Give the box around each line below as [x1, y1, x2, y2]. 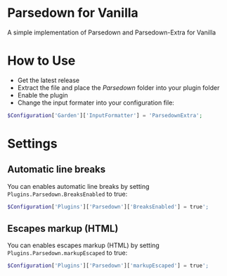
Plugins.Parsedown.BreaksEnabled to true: [7, 190, 128, 198]
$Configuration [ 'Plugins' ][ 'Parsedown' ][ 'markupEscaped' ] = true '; [7, 262, 209, 270]
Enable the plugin [17, 91, 68, 99]
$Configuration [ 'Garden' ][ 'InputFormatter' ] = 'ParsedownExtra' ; [7, 112, 202, 119]
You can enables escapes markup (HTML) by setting [7, 241, 160, 250]
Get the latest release [17, 76, 79, 84]
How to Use [7, 53, 76, 69]
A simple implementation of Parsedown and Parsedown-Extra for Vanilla [7, 28, 216, 37]
